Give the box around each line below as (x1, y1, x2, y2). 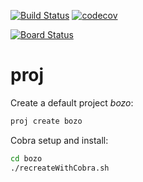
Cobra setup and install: (10, 134, 109, 146)
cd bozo (10, 153, 43, 164)
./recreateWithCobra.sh (10, 163, 110, 173)
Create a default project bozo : (10, 96, 134, 109)
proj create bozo (10, 116, 83, 126)
